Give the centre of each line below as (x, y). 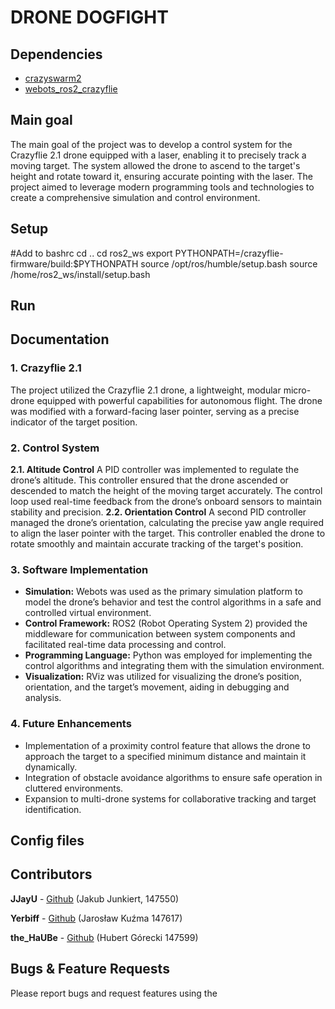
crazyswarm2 (53, 78)
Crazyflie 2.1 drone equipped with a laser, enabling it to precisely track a (158, 155)
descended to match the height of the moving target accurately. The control (166, 490)
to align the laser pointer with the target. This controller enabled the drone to (168, 533)
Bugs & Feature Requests (90, 969)
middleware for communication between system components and (160, 634)
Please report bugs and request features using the (114, 993)
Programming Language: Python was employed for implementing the (168, 655)
